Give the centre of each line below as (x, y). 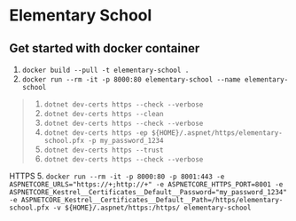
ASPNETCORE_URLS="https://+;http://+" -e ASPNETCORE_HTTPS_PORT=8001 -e (146, 185)
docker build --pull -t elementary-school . (105, 70)
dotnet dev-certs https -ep (96, 133)
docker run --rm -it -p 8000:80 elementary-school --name (131, 80)
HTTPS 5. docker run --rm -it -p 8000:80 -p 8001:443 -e (117, 176)
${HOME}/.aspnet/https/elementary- (217, 133)
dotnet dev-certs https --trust (104, 150)
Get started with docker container (105, 48)
